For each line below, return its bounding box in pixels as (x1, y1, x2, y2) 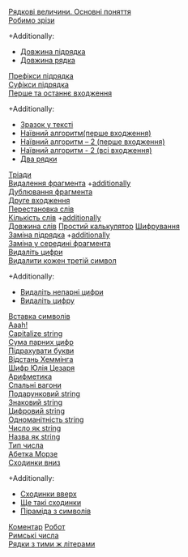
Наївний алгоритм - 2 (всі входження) (19, 146, 152, 155)
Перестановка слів (8, 204, 75, 214)
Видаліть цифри (8, 247, 63, 257)
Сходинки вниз (8, 457, 61, 467)
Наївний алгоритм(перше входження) (19, 129, 152, 138)
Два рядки (19, 154, 58, 164)
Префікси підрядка (8, 71, 75, 80)
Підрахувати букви (8, 346, 75, 355)
